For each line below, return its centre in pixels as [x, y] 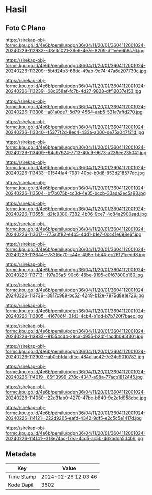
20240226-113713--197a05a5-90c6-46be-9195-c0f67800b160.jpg [74, 275]
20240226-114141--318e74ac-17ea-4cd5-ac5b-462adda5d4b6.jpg [74, 438]
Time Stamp [22, 477]
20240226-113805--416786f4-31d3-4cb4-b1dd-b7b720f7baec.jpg [74, 316]
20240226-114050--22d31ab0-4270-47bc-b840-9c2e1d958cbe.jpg [76, 398]
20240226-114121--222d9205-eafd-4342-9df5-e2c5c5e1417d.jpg [73, 418]
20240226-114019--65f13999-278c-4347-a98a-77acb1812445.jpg [74, 377]
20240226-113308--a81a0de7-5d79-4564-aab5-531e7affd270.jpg [74, 112]
